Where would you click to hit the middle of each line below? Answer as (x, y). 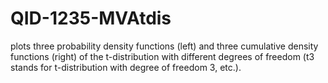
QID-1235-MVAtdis (91, 18)
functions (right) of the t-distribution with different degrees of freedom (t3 (162, 56)
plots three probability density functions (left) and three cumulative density (164, 46)
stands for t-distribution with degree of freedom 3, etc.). (126, 67)
